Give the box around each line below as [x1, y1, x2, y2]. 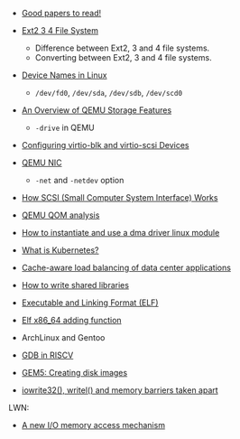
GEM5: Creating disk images [21, 368, 128, 378]
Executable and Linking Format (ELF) [21, 297, 159, 308]
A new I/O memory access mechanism [21, 420, 166, 430]
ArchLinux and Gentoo [21, 332, 106, 342]
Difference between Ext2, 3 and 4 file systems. [34, 42, 210, 53]
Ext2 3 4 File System [21, 25, 99, 35]
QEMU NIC [21, 157, 62, 168]
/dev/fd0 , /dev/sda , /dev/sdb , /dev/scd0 [34, 88, 182, 98]
